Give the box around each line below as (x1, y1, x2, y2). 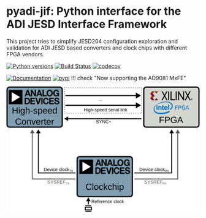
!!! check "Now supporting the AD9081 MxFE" (71, 74, 186, 81)
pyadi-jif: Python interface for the (6, 4, 181, 18)
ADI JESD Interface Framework (6, 17, 167, 31)
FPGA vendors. (6, 50, 45, 58)
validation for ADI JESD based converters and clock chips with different (6, 44, 188, 51)
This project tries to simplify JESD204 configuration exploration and (6, 37, 178, 45)
